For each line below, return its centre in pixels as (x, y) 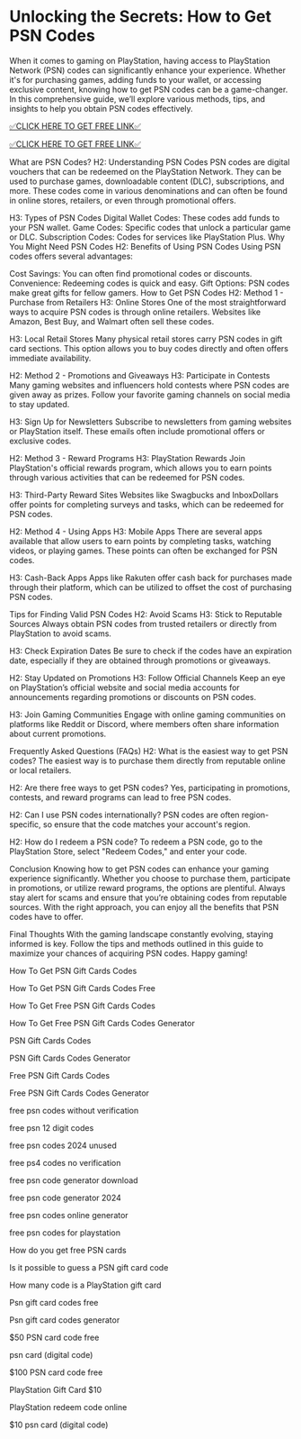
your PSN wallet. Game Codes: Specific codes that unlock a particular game (150, 227)
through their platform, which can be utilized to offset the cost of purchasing (150, 587)
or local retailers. (40, 770)
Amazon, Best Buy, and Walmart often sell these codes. (112, 321)
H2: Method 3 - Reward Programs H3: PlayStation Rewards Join (127, 458)
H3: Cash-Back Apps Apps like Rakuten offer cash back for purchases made (151, 578)
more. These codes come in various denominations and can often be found (148, 190)
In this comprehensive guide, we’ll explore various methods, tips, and (137, 99)
